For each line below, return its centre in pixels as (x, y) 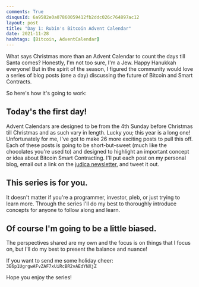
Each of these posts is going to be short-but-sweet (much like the (87, 145)
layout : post (22, 23)
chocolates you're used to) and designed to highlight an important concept (98, 151)
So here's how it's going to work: (47, 93)
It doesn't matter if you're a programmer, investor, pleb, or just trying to (93, 197)
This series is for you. (47, 183)
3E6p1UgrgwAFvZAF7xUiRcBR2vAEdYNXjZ (51, 266)
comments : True (25, 12)
